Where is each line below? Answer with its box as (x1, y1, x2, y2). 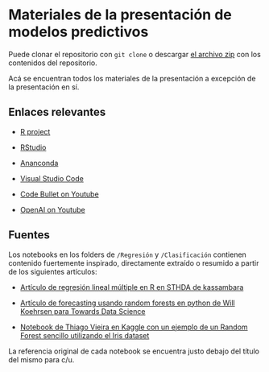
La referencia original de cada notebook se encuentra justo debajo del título (8, 346, 260, 356)
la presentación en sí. (8, 82, 80, 92)
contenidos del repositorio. (8, 58, 98, 68)
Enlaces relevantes (8, 105, 106, 119)
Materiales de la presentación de (8, 6, 232, 24)
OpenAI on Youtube (19, 205, 86, 214)
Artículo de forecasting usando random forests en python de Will (19, 298, 235, 308)
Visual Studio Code (19, 173, 85, 183)
